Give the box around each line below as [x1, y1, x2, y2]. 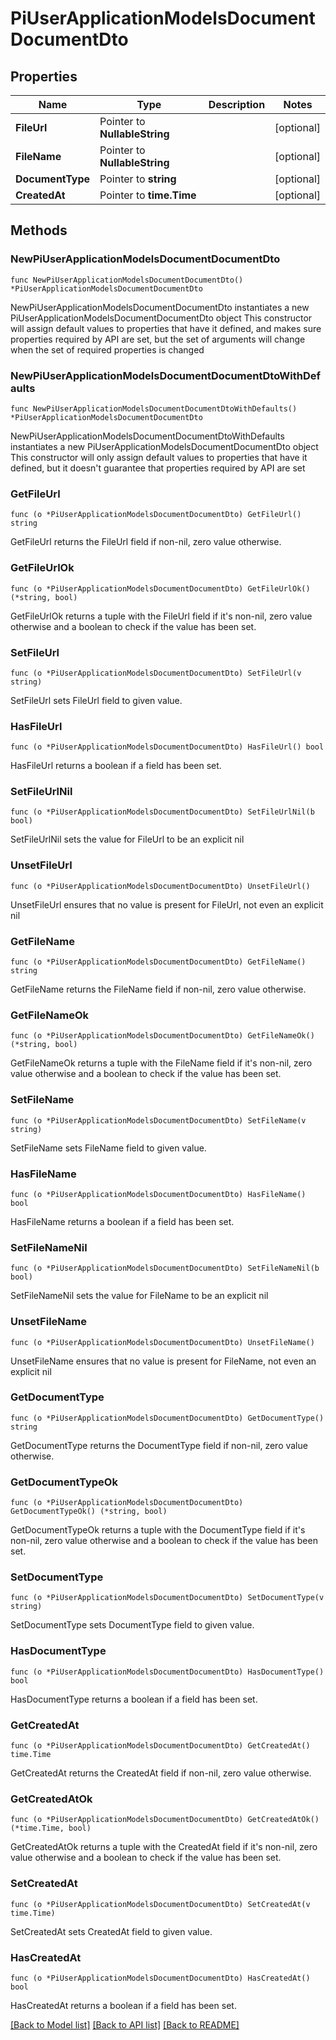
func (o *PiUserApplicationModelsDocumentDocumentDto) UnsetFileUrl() [10, 881, 311, 891]
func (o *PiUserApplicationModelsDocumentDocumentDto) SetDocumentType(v [10, 1593, 325, 1603]
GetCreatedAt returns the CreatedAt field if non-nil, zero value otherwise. [10, 1767, 312, 1779]
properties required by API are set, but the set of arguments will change [10, 333, 306, 345]
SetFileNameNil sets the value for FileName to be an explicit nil [10, 1290, 269, 1302]
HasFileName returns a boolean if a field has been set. [10, 1215, 235, 1227]
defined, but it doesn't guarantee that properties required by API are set [10, 462, 306, 474]
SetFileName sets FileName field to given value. [10, 1142, 207, 1154]
